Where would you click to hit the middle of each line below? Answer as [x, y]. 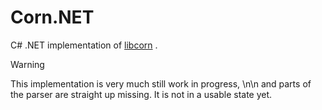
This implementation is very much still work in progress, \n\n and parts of [161, 83]
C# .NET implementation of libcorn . [84, 45]
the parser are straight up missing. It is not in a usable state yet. [141, 94]
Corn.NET [52, 17]
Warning [27, 64]
